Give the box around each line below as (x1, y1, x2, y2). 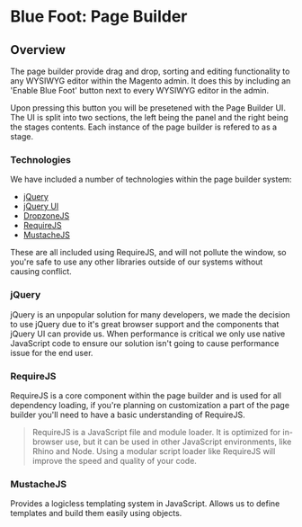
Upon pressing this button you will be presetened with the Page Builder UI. (10, 103, 287, 113)
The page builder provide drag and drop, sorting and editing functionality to (10, 66, 290, 76)
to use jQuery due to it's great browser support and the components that (10, 318, 280, 329)
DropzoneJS (22, 210, 70, 221)
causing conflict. (10, 266, 73, 277)
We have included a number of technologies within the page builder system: (10, 174, 292, 185)
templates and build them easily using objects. (10, 508, 182, 519)
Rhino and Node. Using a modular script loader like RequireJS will (31, 445, 276, 456)
